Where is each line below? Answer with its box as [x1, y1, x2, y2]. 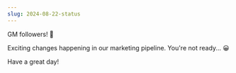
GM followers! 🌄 [7, 30, 55, 38]
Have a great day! [7, 57, 59, 66]
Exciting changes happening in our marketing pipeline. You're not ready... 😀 [7, 43, 230, 52]
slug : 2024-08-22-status [7, 10, 81, 18]
